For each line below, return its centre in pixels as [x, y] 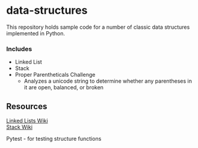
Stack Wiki [20, 127]
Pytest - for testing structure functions [54, 139]
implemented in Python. [36, 33]
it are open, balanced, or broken [64, 87]
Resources [27, 106]
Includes [19, 49]
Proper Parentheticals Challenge [55, 75]
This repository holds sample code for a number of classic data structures [98, 27]
